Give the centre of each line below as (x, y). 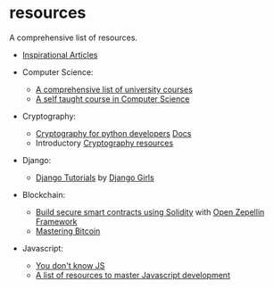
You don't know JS (70, 265)
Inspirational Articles (60, 54)
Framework (56, 221)
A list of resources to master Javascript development (133, 275)
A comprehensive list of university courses (114, 89)
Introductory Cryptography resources (104, 143)
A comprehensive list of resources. (74, 37)
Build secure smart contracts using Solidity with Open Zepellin (150, 211)
